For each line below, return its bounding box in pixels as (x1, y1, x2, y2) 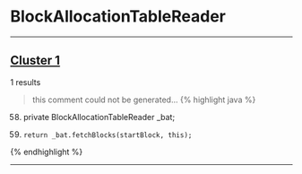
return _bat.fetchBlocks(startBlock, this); (22, 130, 193, 140)
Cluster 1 (10, 53, 61, 68)
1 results (10, 76, 41, 87)
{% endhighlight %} (10, 146, 83, 157)
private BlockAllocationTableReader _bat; (22, 111, 176, 122)
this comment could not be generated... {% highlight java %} (31, 94, 256, 105)
